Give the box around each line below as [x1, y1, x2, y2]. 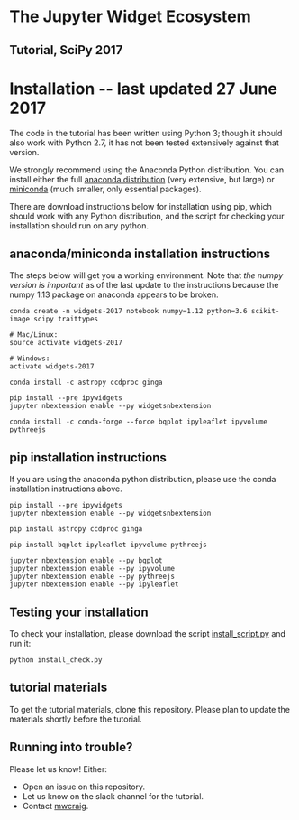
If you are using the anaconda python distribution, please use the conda [9, 474, 276, 485]
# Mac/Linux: [9, 331, 59, 340]
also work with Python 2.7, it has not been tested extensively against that [9, 137, 279, 148]
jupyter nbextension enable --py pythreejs [9, 572, 176, 582]
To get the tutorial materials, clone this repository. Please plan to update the [9, 704, 291, 714]
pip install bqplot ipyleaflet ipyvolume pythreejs [9, 540, 207, 550]
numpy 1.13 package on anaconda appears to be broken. [9, 289, 219, 300]
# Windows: [9, 354, 50, 363]
